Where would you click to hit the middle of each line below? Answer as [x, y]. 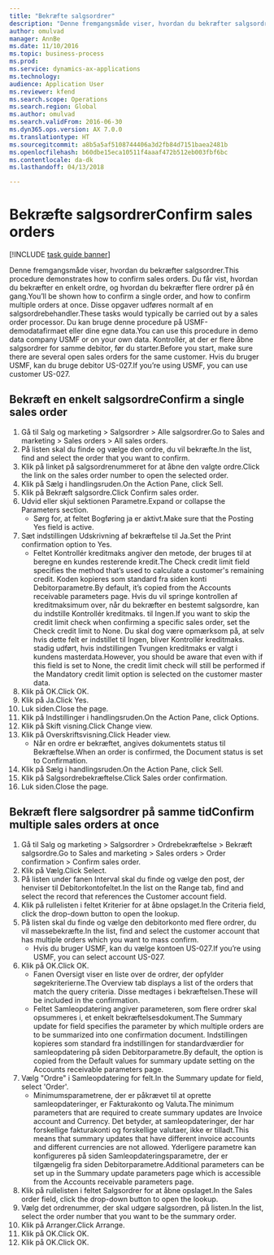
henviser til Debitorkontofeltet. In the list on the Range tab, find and [132, 887]
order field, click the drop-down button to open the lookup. [120, 1199]
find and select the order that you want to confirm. [105, 457]
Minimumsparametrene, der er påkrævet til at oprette [122, 1095]
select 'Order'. [45, 1087]
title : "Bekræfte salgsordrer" [62, 16]
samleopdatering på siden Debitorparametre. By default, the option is [148, 1052]
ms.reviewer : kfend [42, 92]
